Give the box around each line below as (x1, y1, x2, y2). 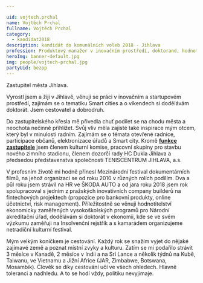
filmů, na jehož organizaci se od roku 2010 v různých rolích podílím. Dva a (6, 174, 190, 181)
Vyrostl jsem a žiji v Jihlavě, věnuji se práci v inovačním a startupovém (6, 93, 181, 100)
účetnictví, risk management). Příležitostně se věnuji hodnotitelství (6, 200, 172, 207)
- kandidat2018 (11, 37, 50, 43)
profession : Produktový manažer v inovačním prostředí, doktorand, (6, 48, 180, 54)
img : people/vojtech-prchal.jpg (6, 59, 88, 65)
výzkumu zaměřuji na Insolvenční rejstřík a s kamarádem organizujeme (6, 219, 183, 227)
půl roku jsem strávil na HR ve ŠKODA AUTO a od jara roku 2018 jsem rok (6, 181, 188, 188)
